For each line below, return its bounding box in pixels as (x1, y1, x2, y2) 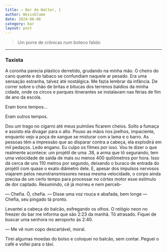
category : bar (5, 21, 35, 26)
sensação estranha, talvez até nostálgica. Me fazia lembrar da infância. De (5, 78, 158, 85)
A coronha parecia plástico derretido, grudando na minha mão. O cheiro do (5, 68, 159, 74)
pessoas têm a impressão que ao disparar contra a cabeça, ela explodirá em (5, 139, 162, 145)
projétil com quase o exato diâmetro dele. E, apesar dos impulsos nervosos (5, 165, 159, 172)
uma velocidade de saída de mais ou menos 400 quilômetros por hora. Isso (5, 155, 160, 161)
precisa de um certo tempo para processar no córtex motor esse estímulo (5, 176, 157, 182)
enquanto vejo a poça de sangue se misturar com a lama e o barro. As (5, 134, 149, 140)
